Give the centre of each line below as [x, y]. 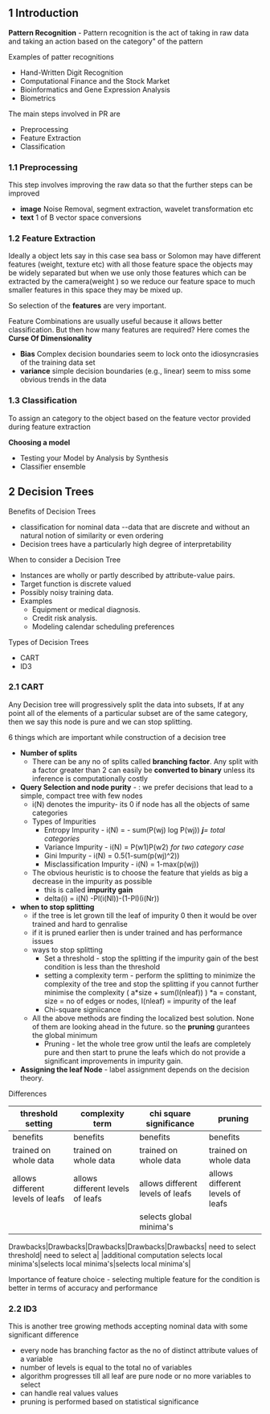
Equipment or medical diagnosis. [86, 609]
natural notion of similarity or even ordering [92, 535]
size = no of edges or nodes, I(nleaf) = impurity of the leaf [140, 1001]
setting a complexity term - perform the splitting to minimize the [149, 975]
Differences [28, 1094]
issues [43, 941]
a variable [37, 1359]
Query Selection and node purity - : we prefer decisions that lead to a [136, 787]
